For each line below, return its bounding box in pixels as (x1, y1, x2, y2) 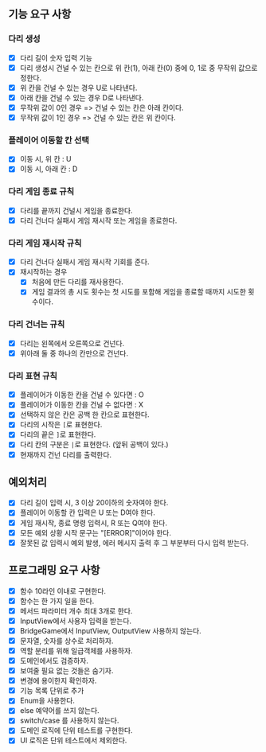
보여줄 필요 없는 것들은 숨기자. (19, 666, 114, 676)
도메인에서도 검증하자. (19, 656, 89, 665)
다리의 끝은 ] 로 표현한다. (19, 430, 96, 439)
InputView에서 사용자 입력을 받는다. (19, 616, 132, 625)
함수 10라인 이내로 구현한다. (19, 586, 106, 595)
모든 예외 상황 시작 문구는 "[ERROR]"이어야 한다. (19, 528, 171, 537)
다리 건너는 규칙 (8, 319, 65, 330)
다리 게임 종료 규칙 (8, 186, 75, 197)
